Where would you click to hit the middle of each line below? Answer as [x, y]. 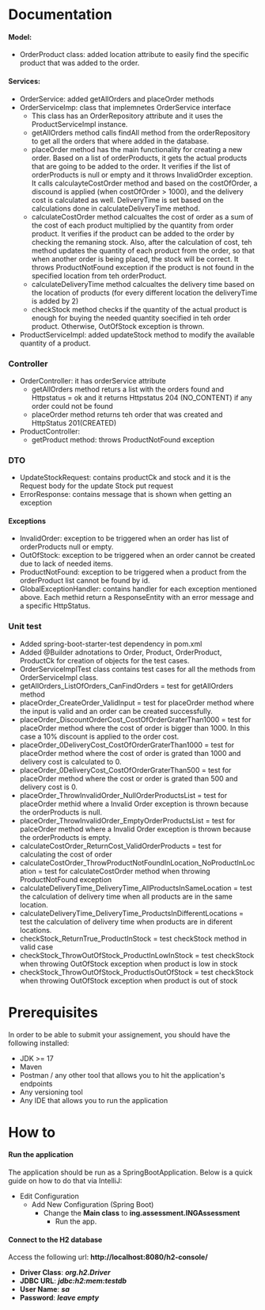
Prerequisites [53, 1012]
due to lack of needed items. [66, 563]
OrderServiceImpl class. [59, 677]
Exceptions [27, 521]
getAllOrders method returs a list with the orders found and [128, 389]
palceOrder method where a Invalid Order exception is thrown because [135, 829]
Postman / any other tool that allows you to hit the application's [122, 1075]
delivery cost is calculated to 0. [70, 762]
